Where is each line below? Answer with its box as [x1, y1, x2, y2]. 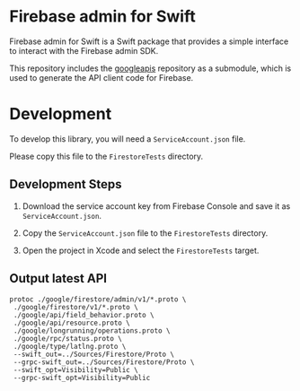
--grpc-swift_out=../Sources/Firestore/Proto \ [13, 357, 195, 367]
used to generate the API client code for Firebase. [9, 72, 194, 83]
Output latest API [9, 271, 108, 286]
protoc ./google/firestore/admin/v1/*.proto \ [9, 294, 187, 304]
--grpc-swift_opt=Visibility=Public [13, 373, 151, 382]
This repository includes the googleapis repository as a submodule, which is [9, 63, 292, 74]
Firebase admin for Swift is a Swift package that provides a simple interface [9, 36, 289, 47]
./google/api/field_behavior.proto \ [13, 310, 154, 319]
